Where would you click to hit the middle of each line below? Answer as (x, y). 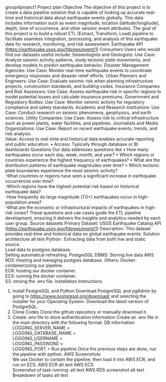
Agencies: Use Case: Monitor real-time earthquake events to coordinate (79, 70)
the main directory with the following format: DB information (73, 322)
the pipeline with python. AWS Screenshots (56, 354)
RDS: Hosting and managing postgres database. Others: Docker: (71, 260)
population (16, 202)
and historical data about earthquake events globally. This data (79, 18)
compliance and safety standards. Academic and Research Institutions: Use (82, 107)
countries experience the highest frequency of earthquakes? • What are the (83, 160)
